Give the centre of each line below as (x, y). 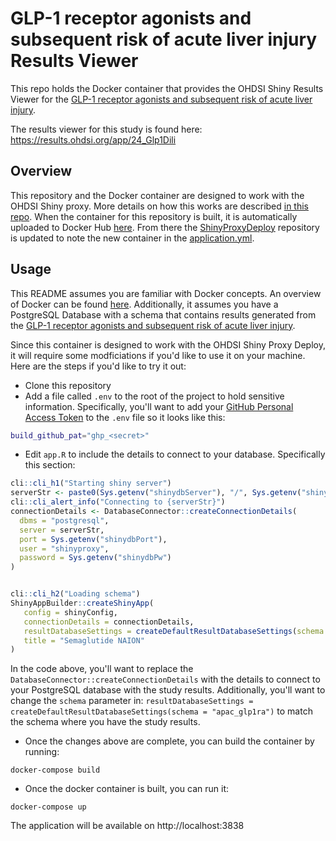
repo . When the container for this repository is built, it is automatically (154, 216)
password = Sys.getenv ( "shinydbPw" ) (95, 558)
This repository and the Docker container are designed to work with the (157, 195)
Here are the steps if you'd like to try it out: (98, 366)
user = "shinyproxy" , (64, 548)
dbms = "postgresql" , (64, 520)
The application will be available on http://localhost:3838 (127, 826)
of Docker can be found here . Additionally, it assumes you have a (144, 304)
